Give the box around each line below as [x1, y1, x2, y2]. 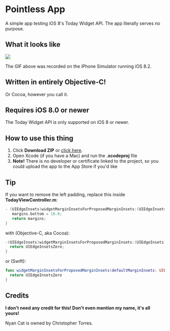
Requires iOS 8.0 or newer [5, 106, 90, 114]
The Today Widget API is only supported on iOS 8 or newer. [5, 119, 130, 125]
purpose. [5, 25, 24, 31]
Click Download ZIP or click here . [12, 148, 83, 154]
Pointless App [5, 4, 65, 15]
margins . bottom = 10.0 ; [12, 211, 62, 216]
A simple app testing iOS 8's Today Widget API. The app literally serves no [5, 20, 160, 26]
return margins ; [12, 216, 47, 221]
